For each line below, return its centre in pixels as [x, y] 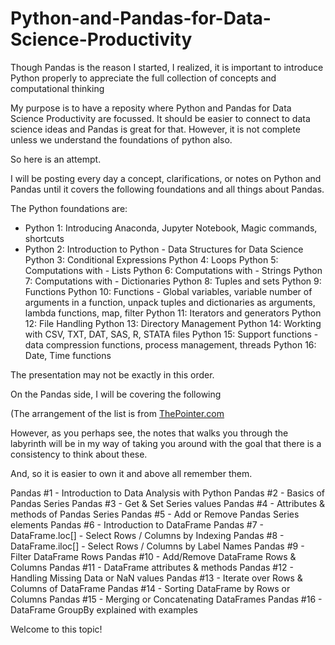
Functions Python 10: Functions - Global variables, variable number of [168, 291]
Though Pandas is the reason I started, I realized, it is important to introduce [167, 67]
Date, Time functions [68, 355]
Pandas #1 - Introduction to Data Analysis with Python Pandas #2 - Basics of [167, 493]
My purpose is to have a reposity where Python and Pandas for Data [151, 108]
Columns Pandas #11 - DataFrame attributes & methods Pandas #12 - [152, 567]
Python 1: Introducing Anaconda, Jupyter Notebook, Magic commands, [171, 228]
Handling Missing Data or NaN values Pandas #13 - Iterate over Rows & [156, 578]
